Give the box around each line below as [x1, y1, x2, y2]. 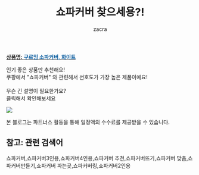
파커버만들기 [6, 162, 36, 169]
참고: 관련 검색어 [6, 137, 64, 148]
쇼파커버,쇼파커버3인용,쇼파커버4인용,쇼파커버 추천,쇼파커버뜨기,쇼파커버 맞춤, [6, 154, 188, 161]
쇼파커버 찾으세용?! [55, 5, 145, 19]
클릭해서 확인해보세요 [6, 95, 56, 102]
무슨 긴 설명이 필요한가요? [6, 87, 67, 94]
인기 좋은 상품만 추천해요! [6, 66, 66, 73]
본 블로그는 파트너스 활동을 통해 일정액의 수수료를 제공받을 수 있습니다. [6, 118, 170, 126]
